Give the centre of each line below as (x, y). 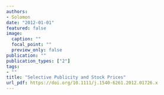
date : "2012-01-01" (30, 22)
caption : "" (26, 39)
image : (14, 34)
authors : (17, 12)
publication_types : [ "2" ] (38, 61)
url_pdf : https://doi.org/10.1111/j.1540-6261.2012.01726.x (82, 83)
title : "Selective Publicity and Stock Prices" (66, 77)
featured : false (26, 28)
